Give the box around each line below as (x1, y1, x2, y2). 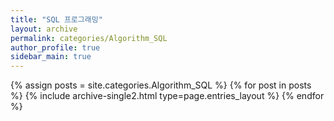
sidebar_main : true (10, 52, 92, 62)
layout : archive (10, 24, 78, 34)
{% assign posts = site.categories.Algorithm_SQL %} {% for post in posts (10, 79, 312, 91)
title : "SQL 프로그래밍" (10, 14, 103, 25)
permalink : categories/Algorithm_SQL (10, 33, 168, 43)
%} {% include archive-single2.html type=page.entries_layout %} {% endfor (10, 90, 325, 102)
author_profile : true (10, 42, 101, 53)
